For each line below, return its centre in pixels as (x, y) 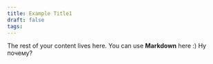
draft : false (26, 20)
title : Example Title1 (40, 13)
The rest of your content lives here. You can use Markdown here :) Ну (107, 46)
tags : (15, 26)
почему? (20, 53)
